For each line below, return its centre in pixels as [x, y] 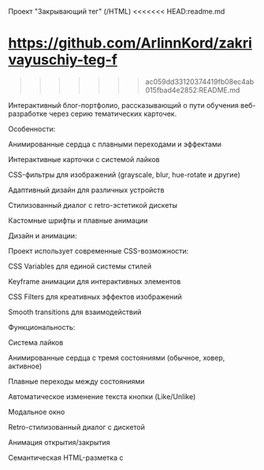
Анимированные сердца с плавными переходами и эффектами [115, 144]
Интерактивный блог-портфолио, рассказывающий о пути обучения [123, 105]
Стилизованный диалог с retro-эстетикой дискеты [93, 205]
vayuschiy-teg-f [63, 60]
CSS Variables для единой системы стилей [80, 266]
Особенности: [32, 128]
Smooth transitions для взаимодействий [75, 312]
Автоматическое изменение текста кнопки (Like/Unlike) [102, 396]
